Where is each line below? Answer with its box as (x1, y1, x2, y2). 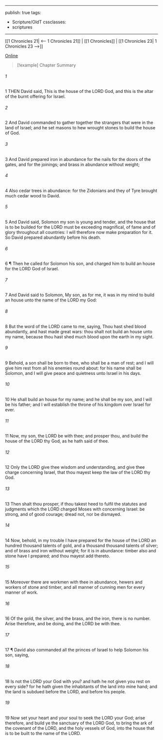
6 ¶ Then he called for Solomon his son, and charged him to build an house (5, 261, 155, 266)
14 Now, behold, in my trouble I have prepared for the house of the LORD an (5, 537, 156, 543)
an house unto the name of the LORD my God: (5, 297, 97, 303)
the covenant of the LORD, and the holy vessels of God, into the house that (5, 725, 154, 731)
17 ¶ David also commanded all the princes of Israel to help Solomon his (5, 647, 149, 653)
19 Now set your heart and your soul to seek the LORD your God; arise (5, 715, 146, 721)
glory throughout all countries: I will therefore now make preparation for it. (5, 229, 153, 235)
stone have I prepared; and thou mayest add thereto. (5, 553, 110, 559)
